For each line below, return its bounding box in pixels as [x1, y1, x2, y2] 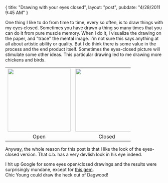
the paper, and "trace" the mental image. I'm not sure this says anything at [5, 35, 159, 41]
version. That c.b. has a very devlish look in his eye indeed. [20, 151, 142, 157]
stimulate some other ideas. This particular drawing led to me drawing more [5, 51, 162, 57]
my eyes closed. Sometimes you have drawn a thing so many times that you [5, 25, 162, 31]
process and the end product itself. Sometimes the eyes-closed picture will [5, 46, 160, 52]
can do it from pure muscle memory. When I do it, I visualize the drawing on [5, 30, 161, 36]
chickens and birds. [5, 57, 46, 63]
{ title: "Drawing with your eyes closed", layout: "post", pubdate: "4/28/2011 [5, 5, 160, 10]
